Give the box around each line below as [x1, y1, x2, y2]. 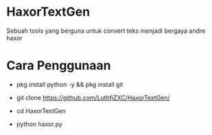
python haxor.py [16, 120, 63, 128]
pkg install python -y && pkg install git [16, 80, 123, 89]
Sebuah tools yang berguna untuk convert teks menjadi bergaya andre [6, 27, 206, 35]
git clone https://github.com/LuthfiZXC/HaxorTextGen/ [16, 93, 170, 102]
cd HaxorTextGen [16, 106, 66, 115]
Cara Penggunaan [6, 58, 111, 74]
